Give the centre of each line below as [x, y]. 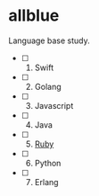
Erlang [46, 182]
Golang [48, 86]
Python [48, 163]
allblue [34, 16]
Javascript [54, 105]
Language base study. [49, 40]
